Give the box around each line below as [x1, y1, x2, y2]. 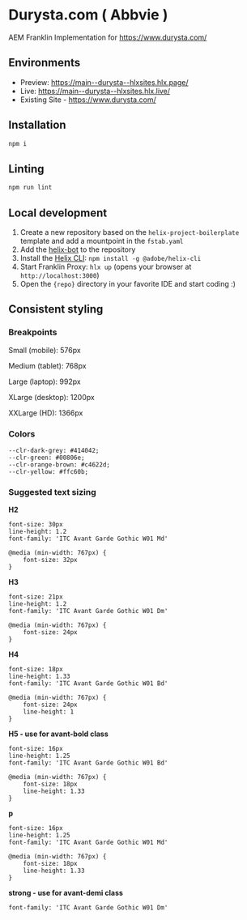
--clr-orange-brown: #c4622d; [8, 460, 111, 469]
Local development [8, 206, 108, 219]
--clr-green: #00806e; [8, 454, 85, 462]
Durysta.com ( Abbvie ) [8, 6, 168, 24]
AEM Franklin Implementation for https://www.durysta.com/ [8, 32, 207, 42]
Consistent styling [8, 302, 104, 317]
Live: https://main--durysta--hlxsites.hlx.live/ [19, 86, 171, 96]
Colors [8, 428, 36, 439]
